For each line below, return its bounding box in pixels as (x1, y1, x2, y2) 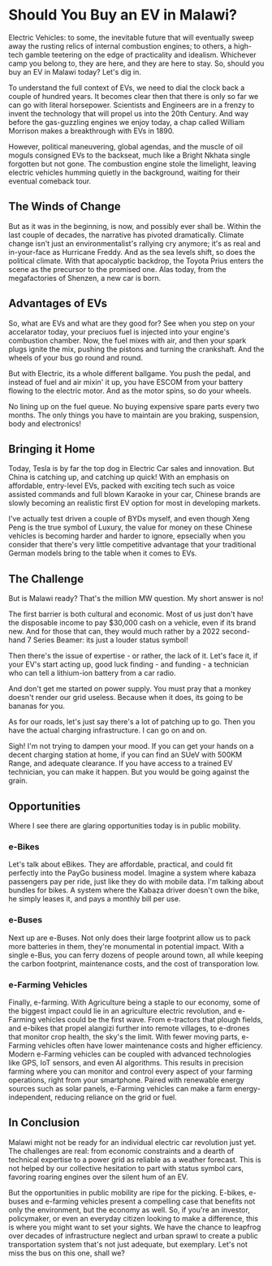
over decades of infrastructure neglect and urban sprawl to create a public (8, 1230, 258, 1240)
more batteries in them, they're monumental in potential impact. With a (8, 941, 244, 951)
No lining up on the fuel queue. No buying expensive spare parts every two (8, 401, 260, 411)
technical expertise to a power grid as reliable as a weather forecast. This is (8, 1155, 261, 1164)
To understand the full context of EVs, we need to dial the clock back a (8, 83, 245, 93)
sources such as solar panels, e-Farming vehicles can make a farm (8, 1083, 233, 1093)
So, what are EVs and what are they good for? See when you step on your (8, 318, 256, 328)
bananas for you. (8, 701, 65, 711)
